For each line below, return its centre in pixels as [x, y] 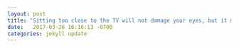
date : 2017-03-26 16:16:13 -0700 [60, 27]
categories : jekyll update [47, 34]
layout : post [27, 14]
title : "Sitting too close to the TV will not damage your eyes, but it [117, 20]
